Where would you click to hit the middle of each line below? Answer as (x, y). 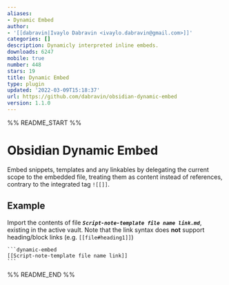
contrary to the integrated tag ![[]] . (59, 184)
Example (26, 206)
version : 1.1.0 (29, 103)
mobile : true (26, 59)
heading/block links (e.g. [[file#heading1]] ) (70, 237)
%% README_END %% (41, 274)
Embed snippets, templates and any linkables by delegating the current (108, 169)
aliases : (20, 13)
